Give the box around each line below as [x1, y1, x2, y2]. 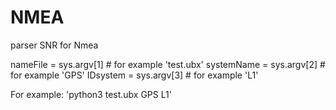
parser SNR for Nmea [10, 39, 99, 51]
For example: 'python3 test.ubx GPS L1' [10, 88, 172, 100]
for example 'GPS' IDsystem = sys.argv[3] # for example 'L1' [10, 69, 259, 81]
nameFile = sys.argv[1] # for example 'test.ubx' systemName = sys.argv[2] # [10, 58, 326, 70]
